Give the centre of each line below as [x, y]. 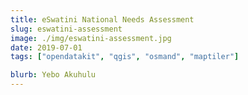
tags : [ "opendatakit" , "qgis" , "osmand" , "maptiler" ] [125, 57]
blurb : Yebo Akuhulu [53, 75]
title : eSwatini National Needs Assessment [102, 19]
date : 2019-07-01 [46, 47]
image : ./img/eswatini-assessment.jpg [91, 38]
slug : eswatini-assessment [66, 29]
